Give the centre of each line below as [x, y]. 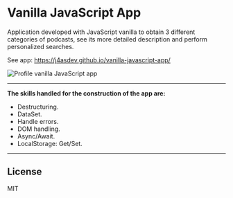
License [25, 172]
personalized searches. [41, 46]
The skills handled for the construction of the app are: [86, 93]
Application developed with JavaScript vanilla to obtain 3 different [101, 32]
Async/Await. [36, 136]
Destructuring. [38, 107]
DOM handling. [38, 129]
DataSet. [30, 114]
